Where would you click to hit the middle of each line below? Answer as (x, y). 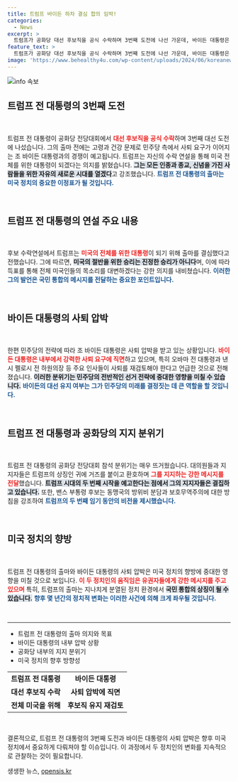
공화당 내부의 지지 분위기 (52, 651)
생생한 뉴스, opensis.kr (40, 771)
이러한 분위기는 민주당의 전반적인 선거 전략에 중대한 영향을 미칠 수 (123, 377)
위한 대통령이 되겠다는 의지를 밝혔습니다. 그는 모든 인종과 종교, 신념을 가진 (121, 165)
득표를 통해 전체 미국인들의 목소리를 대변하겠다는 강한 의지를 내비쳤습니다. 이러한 (119, 271)
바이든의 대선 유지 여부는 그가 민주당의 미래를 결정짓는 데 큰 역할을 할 (116, 386)
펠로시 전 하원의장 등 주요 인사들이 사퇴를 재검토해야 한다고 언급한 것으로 (115, 368)
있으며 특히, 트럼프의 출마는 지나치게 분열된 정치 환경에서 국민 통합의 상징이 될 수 (118, 589)
